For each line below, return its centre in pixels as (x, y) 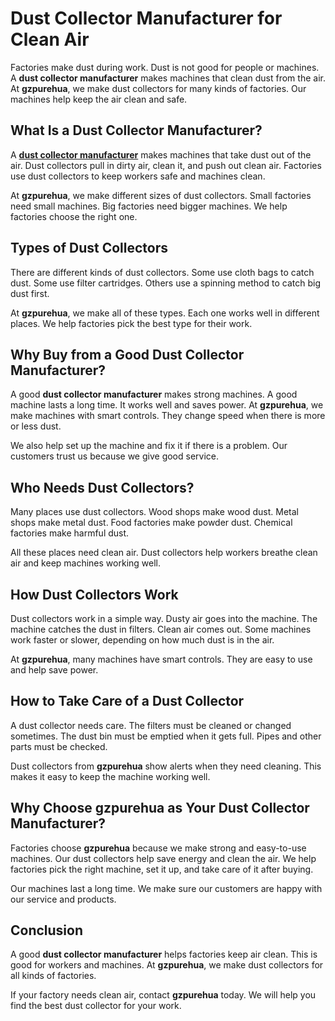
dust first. (30, 293)
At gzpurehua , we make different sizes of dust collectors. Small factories (161, 195)
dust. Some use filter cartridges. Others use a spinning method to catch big (165, 283)
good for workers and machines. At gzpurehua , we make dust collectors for (167, 965)
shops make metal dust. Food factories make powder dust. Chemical (151, 523)
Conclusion (47, 930)
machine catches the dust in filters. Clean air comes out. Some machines (161, 629)
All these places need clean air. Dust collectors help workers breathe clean (164, 553)
